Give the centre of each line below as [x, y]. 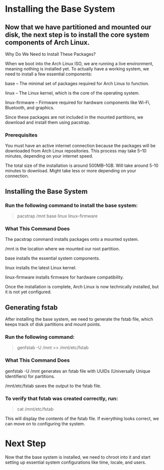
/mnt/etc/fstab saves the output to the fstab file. [53, 386]
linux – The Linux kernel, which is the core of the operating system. [72, 93]
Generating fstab [31, 307]
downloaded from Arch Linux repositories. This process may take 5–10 [76, 151]
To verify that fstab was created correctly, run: [61, 399]
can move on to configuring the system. [45, 423]
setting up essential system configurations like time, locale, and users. [76, 462]
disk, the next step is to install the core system [77, 35]
